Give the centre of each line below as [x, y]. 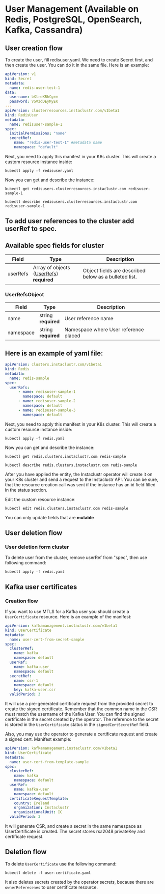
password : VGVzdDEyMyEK [34, 102]
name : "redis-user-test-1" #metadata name [58, 143]
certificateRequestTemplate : [39, 798]
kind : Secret [18, 79]
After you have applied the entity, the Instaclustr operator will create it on [79, 474]
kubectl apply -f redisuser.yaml [39, 170]
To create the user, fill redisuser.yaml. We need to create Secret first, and [79, 60]
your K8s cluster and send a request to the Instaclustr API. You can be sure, [82, 479]
